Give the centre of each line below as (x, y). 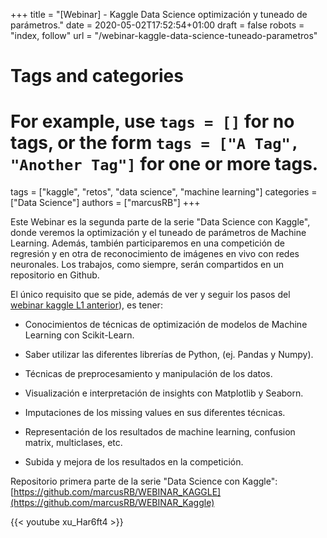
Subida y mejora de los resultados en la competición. (134, 462)
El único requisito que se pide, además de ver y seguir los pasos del (150, 295)
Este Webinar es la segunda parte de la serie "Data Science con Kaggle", (160, 222)
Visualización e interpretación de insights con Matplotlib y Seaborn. (164, 393)
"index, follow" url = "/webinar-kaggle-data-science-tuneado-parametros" (164, 35)
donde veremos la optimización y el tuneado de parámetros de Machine (158, 233)
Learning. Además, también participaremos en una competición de (148, 243)
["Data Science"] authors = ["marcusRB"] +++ (105, 203)
